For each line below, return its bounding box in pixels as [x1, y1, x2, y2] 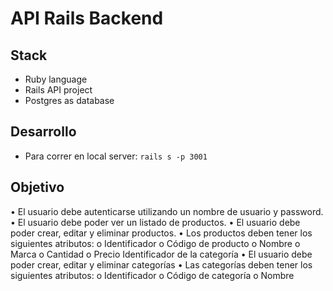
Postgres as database [24, 95, 115, 106]
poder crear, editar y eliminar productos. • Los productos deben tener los [10, 227, 313, 239]
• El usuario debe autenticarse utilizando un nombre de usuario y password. [10, 205, 324, 217]
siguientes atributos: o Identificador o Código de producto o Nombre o [10, 237, 301, 249]
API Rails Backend [10, 7, 164, 30]
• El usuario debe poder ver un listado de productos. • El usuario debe [10, 216, 301, 228]
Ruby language [24, 73, 88, 85]
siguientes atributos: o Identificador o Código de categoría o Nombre [10, 269, 295, 281]
